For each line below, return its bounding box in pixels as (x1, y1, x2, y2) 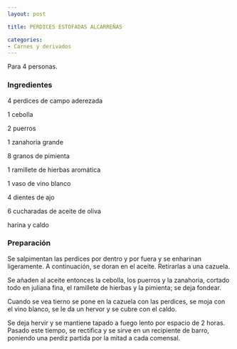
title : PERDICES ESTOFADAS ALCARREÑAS (7, 23, 122, 31)
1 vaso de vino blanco (7, 179, 71, 187)
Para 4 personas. (7, 62, 58, 71)
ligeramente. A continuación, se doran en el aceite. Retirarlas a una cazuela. (7, 261, 230, 271)
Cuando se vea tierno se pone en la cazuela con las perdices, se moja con (7, 297, 226, 306)
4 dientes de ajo (7, 193, 55, 202)
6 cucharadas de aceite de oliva (7, 207, 102, 215)
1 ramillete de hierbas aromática (7, 165, 101, 174)
